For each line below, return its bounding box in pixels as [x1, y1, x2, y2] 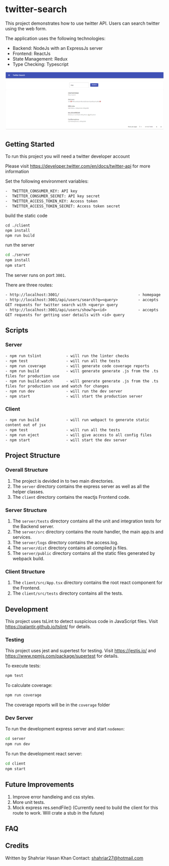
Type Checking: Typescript [12, 61, 69, 67]
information [5, 168, 29, 175]
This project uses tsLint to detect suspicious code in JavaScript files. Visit [5, 618, 158, 624]
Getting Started [5, 140, 55, 148]
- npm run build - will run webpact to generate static [5, 417, 150, 422]
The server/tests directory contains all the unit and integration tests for [12, 518, 161, 524]
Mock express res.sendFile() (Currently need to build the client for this [12, 804, 158, 811]
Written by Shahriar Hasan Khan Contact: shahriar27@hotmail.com [5, 855, 143, 861]
